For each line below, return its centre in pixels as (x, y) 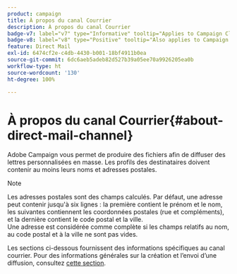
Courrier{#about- (171, 120)
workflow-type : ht (34, 66)
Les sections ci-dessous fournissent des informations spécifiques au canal (116, 248)
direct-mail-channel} (71, 135)
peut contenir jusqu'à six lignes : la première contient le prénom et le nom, (115, 204)
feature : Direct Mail (39, 46)
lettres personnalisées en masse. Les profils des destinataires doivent (109, 162)
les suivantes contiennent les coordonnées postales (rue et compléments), (116, 212)
